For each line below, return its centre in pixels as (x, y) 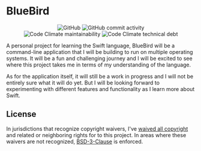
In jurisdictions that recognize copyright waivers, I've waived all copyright (97, 129)
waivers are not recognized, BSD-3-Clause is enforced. (75, 141)
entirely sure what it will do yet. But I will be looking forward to (83, 83)
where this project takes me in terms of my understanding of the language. (99, 65)
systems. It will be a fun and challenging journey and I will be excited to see (100, 58)
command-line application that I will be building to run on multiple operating (100, 52)
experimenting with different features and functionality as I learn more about (100, 89)
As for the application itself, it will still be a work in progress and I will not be (100, 76)
